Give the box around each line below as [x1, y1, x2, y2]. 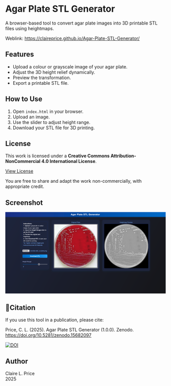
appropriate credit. [5, 183, 44, 189]
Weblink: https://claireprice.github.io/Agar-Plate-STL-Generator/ [5, 35, 140, 41]
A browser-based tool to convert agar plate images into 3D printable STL [5, 20, 158, 26]
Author [5, 357, 28, 366]
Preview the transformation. [12, 75, 71, 81]
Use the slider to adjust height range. [12, 119, 91, 125]
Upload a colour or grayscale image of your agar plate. [12, 63, 128, 69]
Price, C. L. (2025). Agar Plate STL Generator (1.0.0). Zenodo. [5, 327, 134, 333]
